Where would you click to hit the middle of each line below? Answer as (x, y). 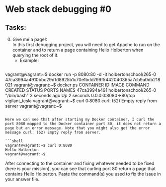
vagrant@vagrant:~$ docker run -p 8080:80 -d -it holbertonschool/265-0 (81, 74)
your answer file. (22, 179)
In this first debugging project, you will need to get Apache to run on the (86, 45)
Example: (29, 60)
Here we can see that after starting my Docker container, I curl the (80, 120)
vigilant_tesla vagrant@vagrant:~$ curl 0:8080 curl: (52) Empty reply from (81, 101)
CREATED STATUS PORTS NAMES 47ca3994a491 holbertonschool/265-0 (81, 90)
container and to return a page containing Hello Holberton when (78, 50)
